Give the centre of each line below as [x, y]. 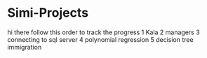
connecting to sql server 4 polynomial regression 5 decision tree [101, 39]
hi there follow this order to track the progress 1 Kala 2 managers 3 [103, 32]
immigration [25, 47]
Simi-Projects [48, 13]
